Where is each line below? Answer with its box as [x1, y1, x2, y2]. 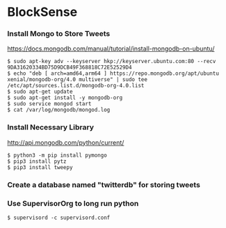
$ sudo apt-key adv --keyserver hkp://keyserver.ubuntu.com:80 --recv [7, 58, 216, 65]
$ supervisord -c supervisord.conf [7, 214, 111, 221]
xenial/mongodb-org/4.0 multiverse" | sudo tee [7, 76, 148, 83]
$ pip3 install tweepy [7, 164, 73, 170]
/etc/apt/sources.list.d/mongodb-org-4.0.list [7, 82, 145, 89]
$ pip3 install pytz [7, 157, 67, 165]
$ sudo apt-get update [7, 88, 73, 96]
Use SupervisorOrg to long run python [7, 198, 139, 208]
